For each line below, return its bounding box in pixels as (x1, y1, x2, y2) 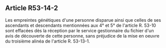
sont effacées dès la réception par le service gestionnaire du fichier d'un (5, 27, 154, 34)
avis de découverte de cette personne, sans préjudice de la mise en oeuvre (5, 33, 160, 39)
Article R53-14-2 (5, 4, 58, 12)
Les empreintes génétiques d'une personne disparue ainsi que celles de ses (5, 17, 162, 23)
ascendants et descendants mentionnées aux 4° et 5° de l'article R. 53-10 (5, 22, 157, 28)
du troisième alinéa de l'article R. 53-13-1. (5, 38, 90, 44)
